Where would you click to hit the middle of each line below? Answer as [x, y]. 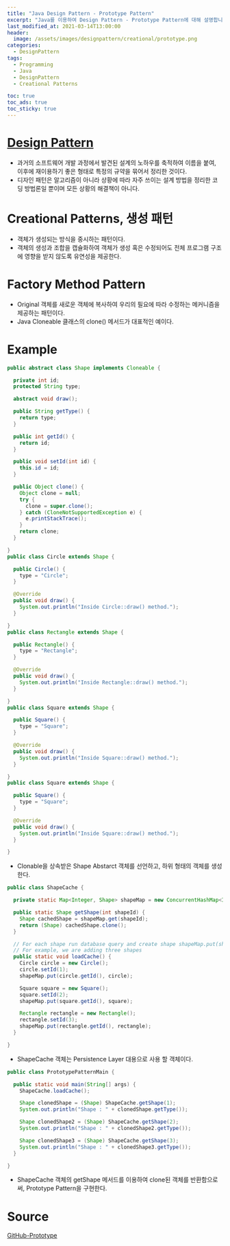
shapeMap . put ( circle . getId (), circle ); [76, 976]
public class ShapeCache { [46, 888]
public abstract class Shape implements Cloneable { [84, 368]
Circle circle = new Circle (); [64, 963]
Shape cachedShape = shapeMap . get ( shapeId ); [84, 919]
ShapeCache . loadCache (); [55, 1091]
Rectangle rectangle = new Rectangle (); [78, 1013]
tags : [15, 58]
